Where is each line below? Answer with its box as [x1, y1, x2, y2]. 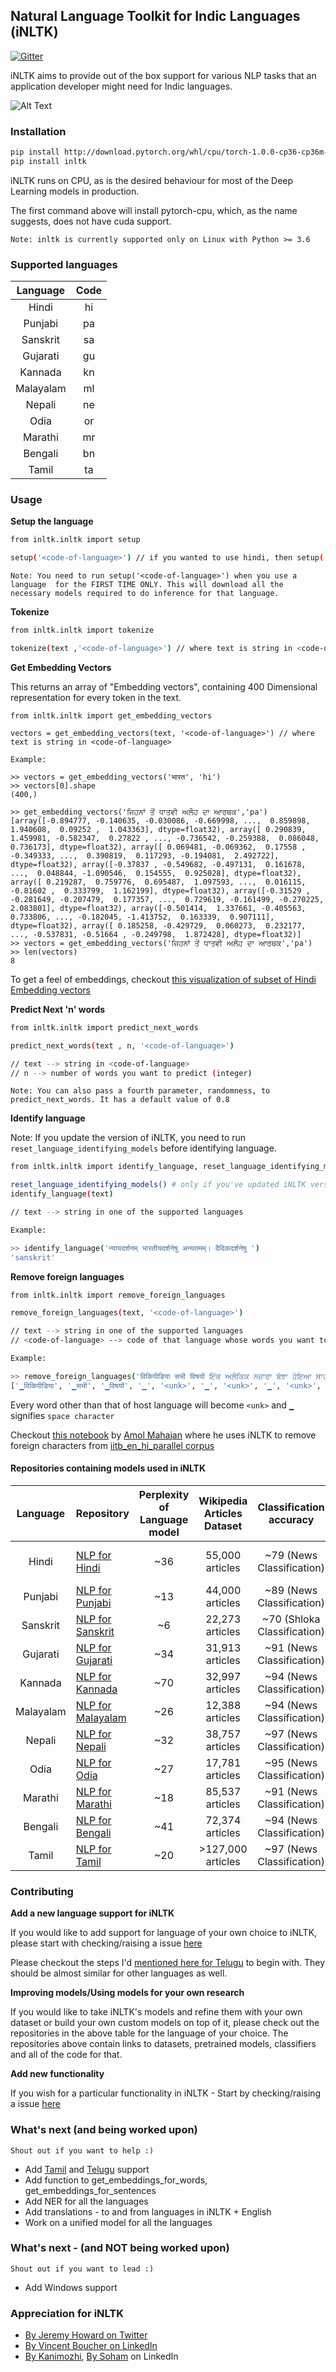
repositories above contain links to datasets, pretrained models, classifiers [10, 2038, 317, 2050]
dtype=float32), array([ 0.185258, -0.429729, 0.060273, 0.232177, [10, 920, 307, 931]
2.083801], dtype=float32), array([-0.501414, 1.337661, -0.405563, [10, 903, 307, 913]
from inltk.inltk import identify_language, [10, 1162, 199, 1172]
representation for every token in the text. [10, 691, 182, 703]
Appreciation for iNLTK [10, 2306, 124, 2320]
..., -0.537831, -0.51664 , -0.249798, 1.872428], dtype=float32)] [10, 929, 302, 939]
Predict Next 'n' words [10, 1003, 106, 1015]
